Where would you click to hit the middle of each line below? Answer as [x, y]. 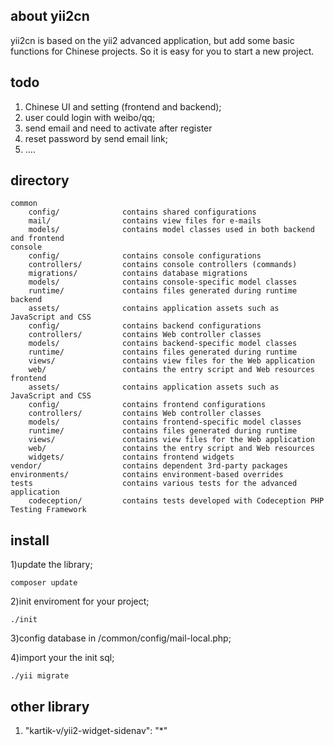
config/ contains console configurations [145, 256]
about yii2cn [50, 16]
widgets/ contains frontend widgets [131, 457]
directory [40, 180]
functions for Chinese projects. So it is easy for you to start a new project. [162, 51]
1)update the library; [51, 565]
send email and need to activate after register [118, 128]
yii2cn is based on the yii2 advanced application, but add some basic [152, 40]
